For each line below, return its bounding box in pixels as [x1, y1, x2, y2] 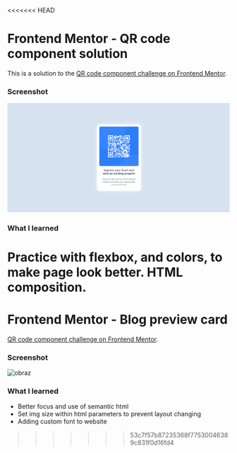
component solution [7, 46, 128, 62]
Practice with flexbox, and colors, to [7, 249, 223, 265]
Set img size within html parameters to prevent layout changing [17, 410, 202, 418]
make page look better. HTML [7, 264, 183, 280]
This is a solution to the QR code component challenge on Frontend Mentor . [7, 69, 227, 77]
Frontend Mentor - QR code [7, 31, 171, 47]
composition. [7, 279, 87, 295]
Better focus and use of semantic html [17, 402, 129, 411]
